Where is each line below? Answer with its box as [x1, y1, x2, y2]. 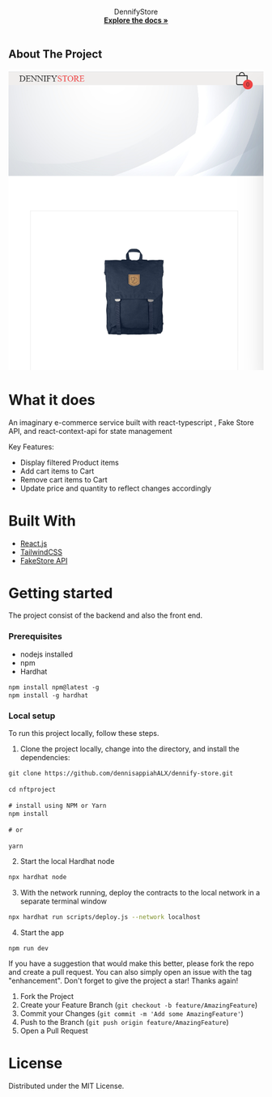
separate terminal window [19, 896, 108, 906]
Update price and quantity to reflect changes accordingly [19, 483, 212, 493]
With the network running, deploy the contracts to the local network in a [19, 887, 261, 897]
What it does [8, 390, 96, 409]
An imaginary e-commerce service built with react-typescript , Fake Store [8, 417, 254, 427]
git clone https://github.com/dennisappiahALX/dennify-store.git [8, 769, 233, 778]
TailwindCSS [19, 546, 63, 557]
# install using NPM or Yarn [8, 801, 107, 810]
